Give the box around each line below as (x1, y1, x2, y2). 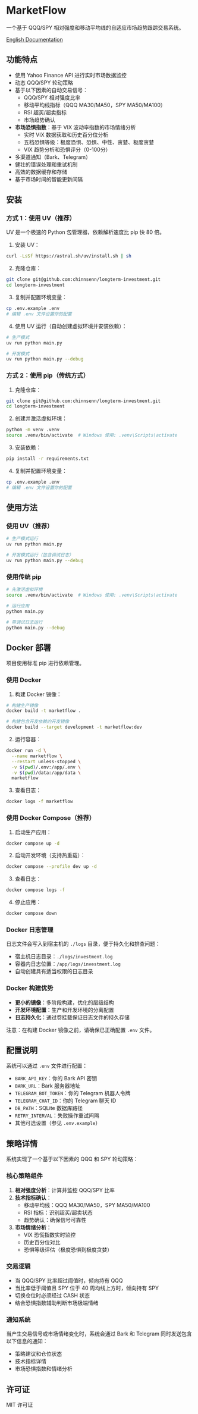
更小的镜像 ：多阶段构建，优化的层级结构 (14, 999, 114, 1006)
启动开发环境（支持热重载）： (14, 852, 86, 859)
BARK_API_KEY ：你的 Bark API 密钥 (14, 1075, 98, 1082)
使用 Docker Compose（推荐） (6, 814, 96, 822)
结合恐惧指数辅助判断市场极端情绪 (14, 1299, 99, 1306)
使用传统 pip (6, 572, 42, 581)
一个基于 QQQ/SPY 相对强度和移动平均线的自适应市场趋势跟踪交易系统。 (6, 24, 184, 31)
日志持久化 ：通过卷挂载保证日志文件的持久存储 (14, 1014, 130, 1021)
